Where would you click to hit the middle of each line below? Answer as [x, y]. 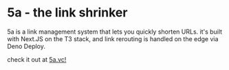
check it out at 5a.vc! [37, 59]
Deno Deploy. [26, 46]
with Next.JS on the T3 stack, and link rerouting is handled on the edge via [113, 38]
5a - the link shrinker [67, 13]
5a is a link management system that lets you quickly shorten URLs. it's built [115, 32]
